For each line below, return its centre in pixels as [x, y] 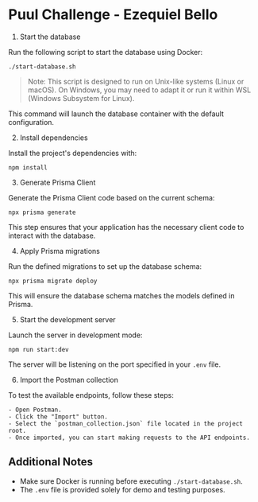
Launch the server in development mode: [75, 335]
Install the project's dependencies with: [73, 153]
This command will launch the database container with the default [116, 114]
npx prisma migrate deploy [53, 281]
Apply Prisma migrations [60, 251]
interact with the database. [52, 235]
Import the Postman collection [69, 379]
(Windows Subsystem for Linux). [81, 98]
